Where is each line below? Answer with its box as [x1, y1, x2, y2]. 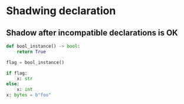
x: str [17, 76, 33, 82]
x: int [17, 87, 33, 93]
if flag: [6, 70, 28, 76]
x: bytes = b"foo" [6, 92, 51, 98]
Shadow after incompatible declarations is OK [6, 28, 178, 38]
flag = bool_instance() [6, 59, 65, 66]
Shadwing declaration [6, 4, 116, 18]
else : [6, 81, 19, 87]
